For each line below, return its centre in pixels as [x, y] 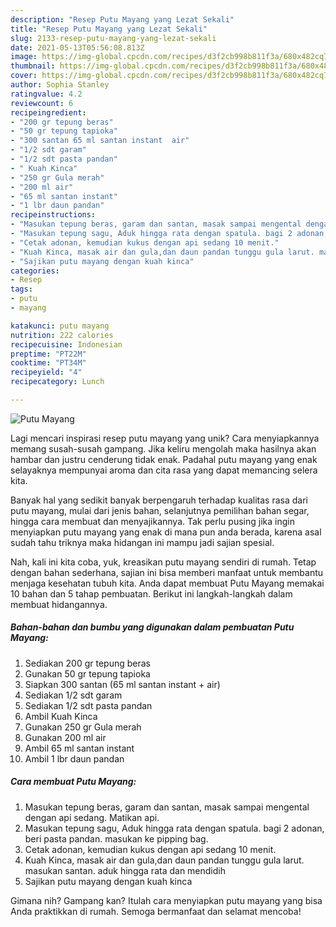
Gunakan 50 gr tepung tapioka [87, 673]
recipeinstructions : [53, 215]
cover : [24, 76]
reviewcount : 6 [42, 103]
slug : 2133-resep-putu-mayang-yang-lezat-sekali [113, 38]
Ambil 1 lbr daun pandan [74, 758]
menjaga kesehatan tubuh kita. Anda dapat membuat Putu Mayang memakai [167, 583]
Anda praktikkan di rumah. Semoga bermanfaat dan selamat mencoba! [156, 911]
